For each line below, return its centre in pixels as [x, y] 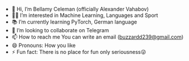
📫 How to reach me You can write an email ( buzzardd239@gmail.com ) [97, 37]
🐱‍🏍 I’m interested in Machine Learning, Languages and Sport [85, 15]
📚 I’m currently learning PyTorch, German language [74, 22]
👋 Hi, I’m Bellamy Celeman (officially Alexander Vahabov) [80, 9]
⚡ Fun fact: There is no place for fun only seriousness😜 [79, 52]
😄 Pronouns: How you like [44, 45]
